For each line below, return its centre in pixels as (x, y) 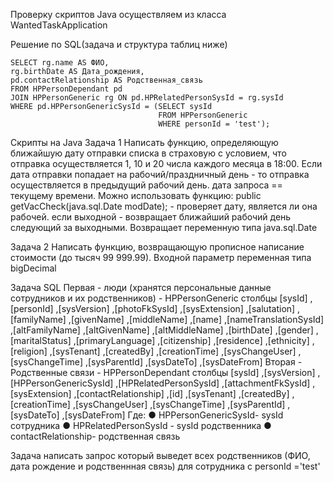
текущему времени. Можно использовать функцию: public (136, 195)
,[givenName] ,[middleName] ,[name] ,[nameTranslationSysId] (196, 319)
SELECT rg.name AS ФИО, (60, 63)
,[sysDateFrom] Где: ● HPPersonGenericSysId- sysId (172, 415)
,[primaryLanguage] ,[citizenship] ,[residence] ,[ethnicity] (191, 340)
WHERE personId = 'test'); (214, 124)
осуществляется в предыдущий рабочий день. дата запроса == (146, 185)
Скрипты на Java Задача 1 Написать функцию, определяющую (144, 142)
